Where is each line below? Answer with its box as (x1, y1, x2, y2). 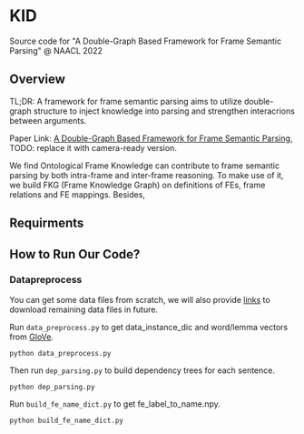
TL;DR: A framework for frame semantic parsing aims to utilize (9, 96, 242, 106)
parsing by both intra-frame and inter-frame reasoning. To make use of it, (9, 169, 284, 180)
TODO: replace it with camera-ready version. (9, 142, 177, 153)
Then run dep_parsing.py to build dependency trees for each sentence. (9, 365, 275, 376)
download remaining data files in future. (9, 304, 159, 315)
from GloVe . (9, 331, 54, 342)
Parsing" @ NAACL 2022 (9, 45, 103, 56)
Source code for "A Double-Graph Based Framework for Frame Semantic (9, 35, 282, 46)
